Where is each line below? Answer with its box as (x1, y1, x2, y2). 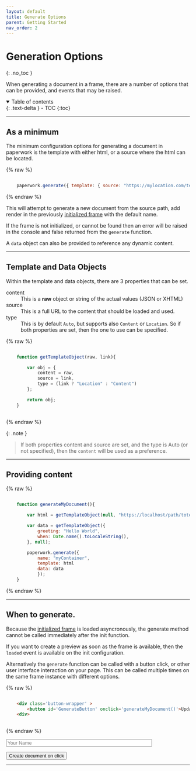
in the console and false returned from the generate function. (6, 228, 153, 235)
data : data (37, 566, 64, 572)
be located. (6, 155, 33, 161)
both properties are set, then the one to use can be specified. (20, 326, 168, 333)
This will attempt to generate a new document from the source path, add (6, 204, 180, 211)
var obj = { (27, 364, 57, 370)
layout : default (6, 8, 45, 15)
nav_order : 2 (6, 25, 38, 31)
